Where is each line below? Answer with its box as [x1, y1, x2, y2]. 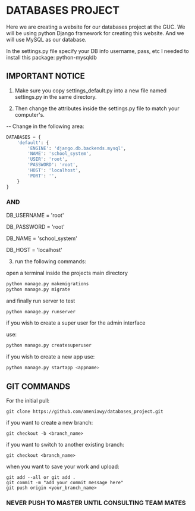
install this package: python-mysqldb [6, 54, 97, 61]
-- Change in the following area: [6, 123, 84, 130]
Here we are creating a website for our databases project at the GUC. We [6, 23, 185, 30]
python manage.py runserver [6, 309, 76, 314]
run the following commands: [14, 257, 87, 265]
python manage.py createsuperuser [6, 342, 92, 348]
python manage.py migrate [6, 286, 70, 292]
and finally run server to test [6, 297, 76, 304]
